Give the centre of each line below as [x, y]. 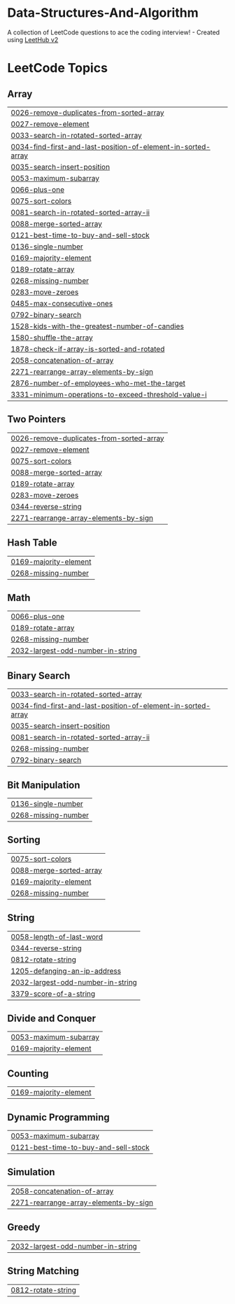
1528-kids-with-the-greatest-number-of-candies [97, 326]
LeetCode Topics [58, 68]
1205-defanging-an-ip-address [66, 971]
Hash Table [32, 543]
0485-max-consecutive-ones [62, 303]
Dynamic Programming [58, 1117]
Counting [28, 1073]
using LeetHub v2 [33, 39]
